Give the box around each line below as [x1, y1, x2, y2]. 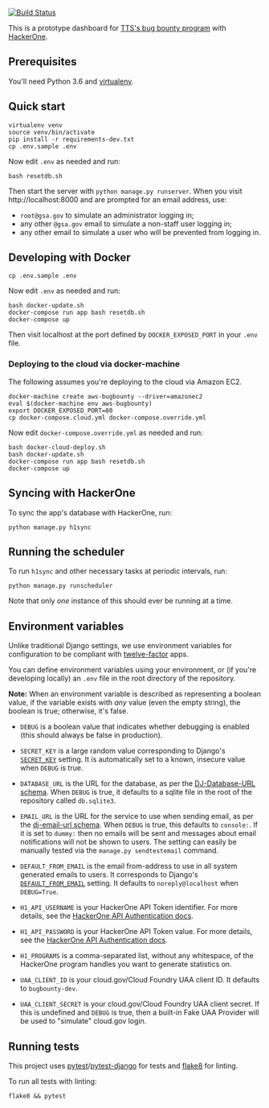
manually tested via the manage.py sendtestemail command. [19, 845, 219, 855]
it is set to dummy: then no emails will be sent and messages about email [19, 829, 257, 838]
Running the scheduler [8, 544, 125, 559]
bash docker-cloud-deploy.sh [8, 443, 106, 451]
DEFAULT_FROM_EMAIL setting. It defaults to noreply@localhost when [19, 879, 238, 888]
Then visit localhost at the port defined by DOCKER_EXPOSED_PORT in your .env [8, 330, 259, 340]
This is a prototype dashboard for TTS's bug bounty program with [8, 23, 226, 32]
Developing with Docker [8, 250, 131, 265]
